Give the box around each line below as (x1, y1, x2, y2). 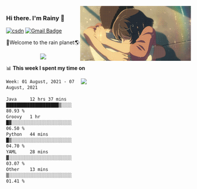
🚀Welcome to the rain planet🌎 (6, 39, 80, 46)
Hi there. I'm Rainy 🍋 (6, 14, 65, 22)
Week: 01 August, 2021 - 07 (6, 79, 75, 85)
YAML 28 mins (6, 149, 49, 155)
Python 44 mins (6, 132, 49, 138)
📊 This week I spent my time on (6, 64, 86, 72)
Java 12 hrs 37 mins (6, 97, 67, 102)
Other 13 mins (6, 167, 49, 173)
